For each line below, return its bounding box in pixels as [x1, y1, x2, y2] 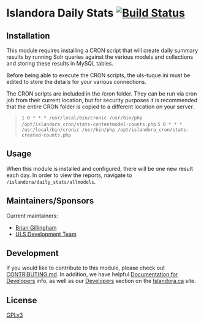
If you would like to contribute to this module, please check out [6, 264, 165, 272]
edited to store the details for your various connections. [6, 78, 147, 85]
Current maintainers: [6, 212, 58, 219]
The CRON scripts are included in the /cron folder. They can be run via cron [6, 90, 197, 97]
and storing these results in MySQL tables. [6, 60, 113, 67]
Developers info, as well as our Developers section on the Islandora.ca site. [6, 277, 196, 285]
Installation [6, 31, 50, 41]
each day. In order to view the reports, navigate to [6, 171, 132, 179]
